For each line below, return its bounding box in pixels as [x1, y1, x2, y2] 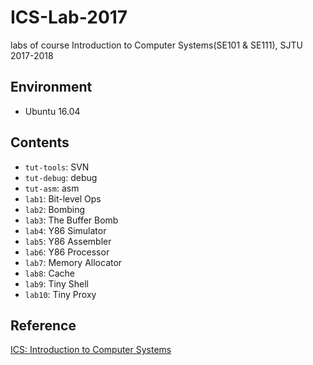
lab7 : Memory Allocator [24, 256, 123, 268]
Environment [10, 79, 93, 96]
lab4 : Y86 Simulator [24, 224, 107, 236]
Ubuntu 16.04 [24, 105, 81, 117]
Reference [10, 317, 77, 334]
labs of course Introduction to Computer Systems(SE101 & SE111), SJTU [10, 39, 303, 51]
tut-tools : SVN [24, 161, 90, 173]
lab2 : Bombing [24, 203, 86, 215]
